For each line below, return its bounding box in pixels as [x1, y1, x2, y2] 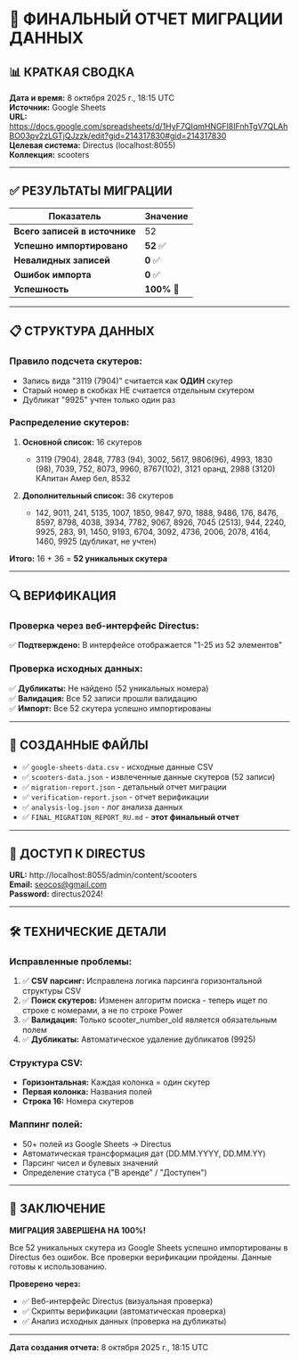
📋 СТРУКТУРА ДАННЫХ [9, 324, 156, 339]
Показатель [48, 209, 101, 222]
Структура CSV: [9, 1057, 83, 1070]
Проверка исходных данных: [9, 662, 143, 675]
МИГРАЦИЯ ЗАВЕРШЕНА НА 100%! [9, 1225, 147, 1235]
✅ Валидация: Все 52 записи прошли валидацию [9, 693, 198, 703]
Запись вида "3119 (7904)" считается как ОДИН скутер [21, 375, 233, 386]
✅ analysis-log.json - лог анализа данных [21, 801, 183, 812]
